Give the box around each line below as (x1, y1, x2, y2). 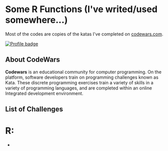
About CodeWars (5, 56, 60, 64)
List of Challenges (5, 105, 63, 114)
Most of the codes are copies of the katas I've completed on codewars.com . (5, 31, 163, 37)
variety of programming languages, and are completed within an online (5, 85, 152, 91)
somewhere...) (5, 14, 68, 26)
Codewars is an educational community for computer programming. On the (5, 69, 162, 75)
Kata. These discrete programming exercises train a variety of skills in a (5, 79, 153, 85)
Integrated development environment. (5, 90, 83, 96)
